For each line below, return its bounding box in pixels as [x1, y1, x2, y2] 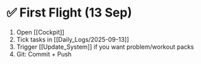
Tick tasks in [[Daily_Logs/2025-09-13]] [16, 35, 130, 43]
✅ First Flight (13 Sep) [6, 5, 132, 21]
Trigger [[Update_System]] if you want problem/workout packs [16, 43, 194, 51]
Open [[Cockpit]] [16, 28, 64, 36]
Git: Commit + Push [16, 50, 72, 58]
